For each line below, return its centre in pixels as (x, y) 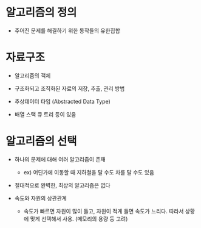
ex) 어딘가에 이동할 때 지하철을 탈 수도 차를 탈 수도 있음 (89, 172)
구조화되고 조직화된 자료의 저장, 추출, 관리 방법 (70, 88)
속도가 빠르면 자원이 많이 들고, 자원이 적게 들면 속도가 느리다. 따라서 (104, 211)
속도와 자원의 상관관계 (41, 198)
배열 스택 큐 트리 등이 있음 (45, 114)
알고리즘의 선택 (41, 141)
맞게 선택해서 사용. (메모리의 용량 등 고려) (79, 219)
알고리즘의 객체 (32, 75)
